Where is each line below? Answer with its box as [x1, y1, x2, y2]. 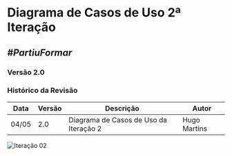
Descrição [104, 103, 139, 113]
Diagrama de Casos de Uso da [68, 115, 168, 124]
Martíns [182, 124, 207, 133]
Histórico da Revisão [7, 86, 78, 96]
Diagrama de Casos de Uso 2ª [7, 5, 182, 21]
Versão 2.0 [7, 67, 45, 77]
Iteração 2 [68, 124, 102, 133]
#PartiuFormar [7, 47, 72, 58]
